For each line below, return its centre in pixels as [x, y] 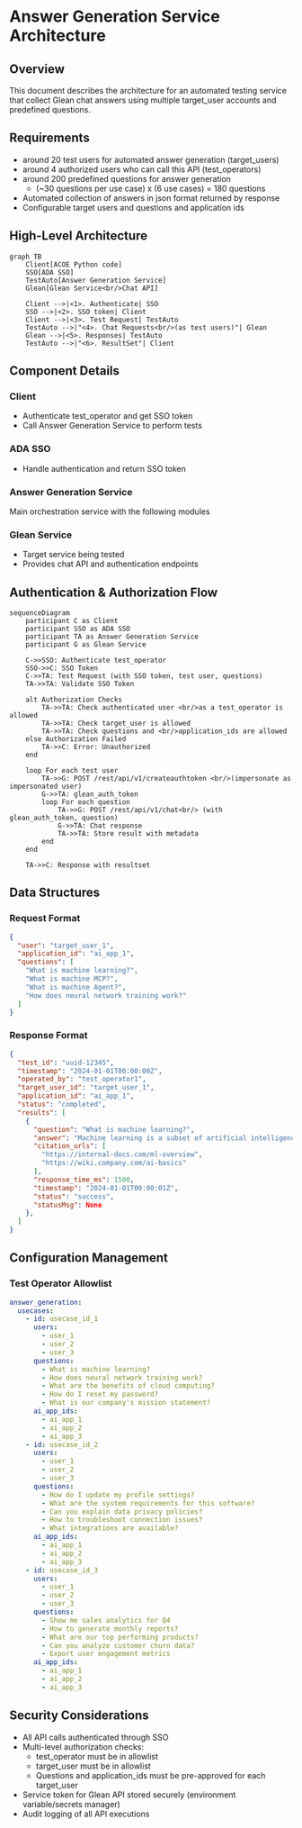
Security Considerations [80, 1716]
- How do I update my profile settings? [118, 1495]
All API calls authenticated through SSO [95, 1737]
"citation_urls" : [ [69, 1146]
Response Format [49, 1036]
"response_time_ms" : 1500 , [84, 1180]
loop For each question [86, 802]
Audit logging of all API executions [86, 1814]
